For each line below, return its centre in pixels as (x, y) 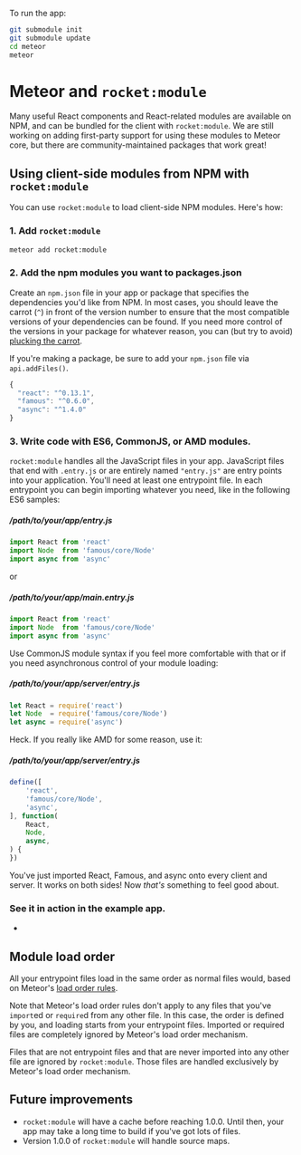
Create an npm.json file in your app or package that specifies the (129, 293)
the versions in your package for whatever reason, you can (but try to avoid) (151, 331)
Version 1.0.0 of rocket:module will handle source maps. (126, 1141)
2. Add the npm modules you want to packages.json (126, 273)
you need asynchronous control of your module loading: (114, 663)
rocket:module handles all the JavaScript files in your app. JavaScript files (147, 461)
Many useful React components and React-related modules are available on (150, 116)
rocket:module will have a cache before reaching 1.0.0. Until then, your (153, 1121)
